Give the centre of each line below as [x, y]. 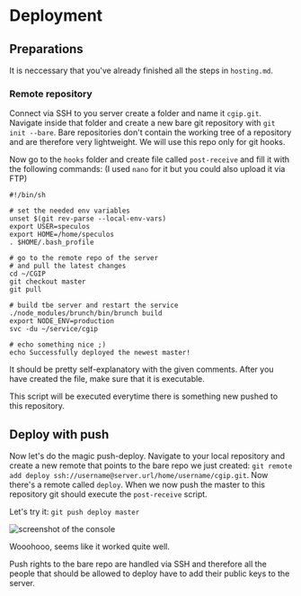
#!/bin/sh [28, 195]
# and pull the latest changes [68, 266]
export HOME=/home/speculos [62, 235]
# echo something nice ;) [58, 345]
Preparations [46, 49]
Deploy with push [59, 434]
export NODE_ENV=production [62, 321]
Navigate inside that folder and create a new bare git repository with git [142, 123]
